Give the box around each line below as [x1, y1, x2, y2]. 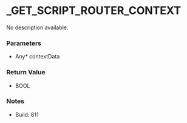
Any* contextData [15, 53, 60, 60]
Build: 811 [15, 111, 39, 118]
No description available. [6, 24, 69, 31]
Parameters [6, 39, 41, 47]
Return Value [6, 68, 46, 77]
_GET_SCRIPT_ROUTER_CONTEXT [6, 4, 181, 18]
